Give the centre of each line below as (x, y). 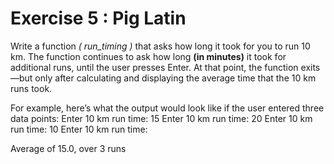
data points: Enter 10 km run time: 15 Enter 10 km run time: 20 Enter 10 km (161, 118)
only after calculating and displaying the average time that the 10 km (175, 78)
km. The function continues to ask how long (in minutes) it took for (148, 56)
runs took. (31, 88)
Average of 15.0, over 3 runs (68, 148)
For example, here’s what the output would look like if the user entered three (167, 108)
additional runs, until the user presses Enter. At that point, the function (154, 67)
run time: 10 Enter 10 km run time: (79, 129)
